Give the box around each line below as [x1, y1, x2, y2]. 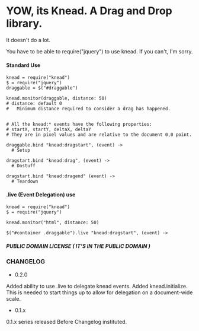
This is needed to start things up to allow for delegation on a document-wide [6, 289, 193, 296]
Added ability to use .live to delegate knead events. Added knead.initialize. [6, 282, 188, 289]
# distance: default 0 [6, 101, 62, 107]
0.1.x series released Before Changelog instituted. [6, 318, 127, 325]
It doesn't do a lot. [6, 36, 51, 43]
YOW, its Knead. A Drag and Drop [6, 4, 173, 18]
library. [6, 17, 43, 30]
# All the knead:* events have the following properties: [6, 122, 152, 128]
